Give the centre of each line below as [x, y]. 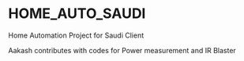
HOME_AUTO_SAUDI [77, 14]
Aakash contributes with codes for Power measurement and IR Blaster [122, 50]
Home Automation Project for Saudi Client [76, 35]
